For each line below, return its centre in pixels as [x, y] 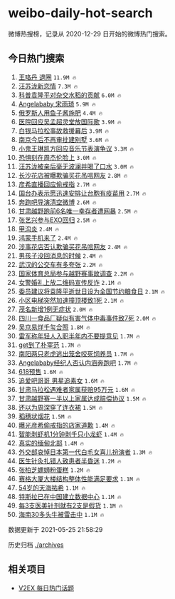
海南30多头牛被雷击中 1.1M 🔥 [61, 514]
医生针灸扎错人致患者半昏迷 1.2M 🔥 [70, 460]
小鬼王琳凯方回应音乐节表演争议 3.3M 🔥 [76, 149]
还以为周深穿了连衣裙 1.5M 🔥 [60, 407]
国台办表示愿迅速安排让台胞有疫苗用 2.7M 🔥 [82, 193]
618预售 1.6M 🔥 [41, 371]
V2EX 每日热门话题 [46, 588]
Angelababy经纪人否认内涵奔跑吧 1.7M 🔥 [78, 363]
